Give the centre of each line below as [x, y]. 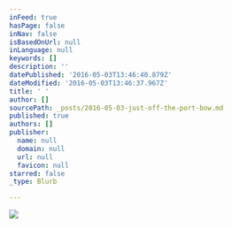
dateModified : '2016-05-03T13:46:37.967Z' [89, 83]
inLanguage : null [41, 50]
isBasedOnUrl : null [45, 42]
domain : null [41, 148]
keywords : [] [33, 58]
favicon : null [43, 165]
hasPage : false [37, 26]
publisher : [29, 133]
